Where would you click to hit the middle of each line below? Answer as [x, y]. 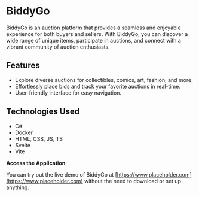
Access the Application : [36, 163]
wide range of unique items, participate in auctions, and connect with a [94, 40]
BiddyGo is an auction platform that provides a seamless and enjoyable [94, 28]
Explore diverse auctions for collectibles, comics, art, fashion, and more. [104, 80]
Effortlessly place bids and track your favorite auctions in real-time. [98, 86]
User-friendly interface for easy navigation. [68, 93]
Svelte [23, 145]
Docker [24, 132]
